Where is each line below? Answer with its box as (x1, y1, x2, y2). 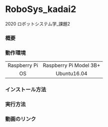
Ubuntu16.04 (55, 70, 87, 77)
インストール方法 (5, 86, 46, 93)
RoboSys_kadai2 (5, 4, 76, 15)
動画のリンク (5, 115, 36, 122)
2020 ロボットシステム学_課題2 (5, 21, 70, 27)
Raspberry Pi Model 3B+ (42, 62, 100, 69)
